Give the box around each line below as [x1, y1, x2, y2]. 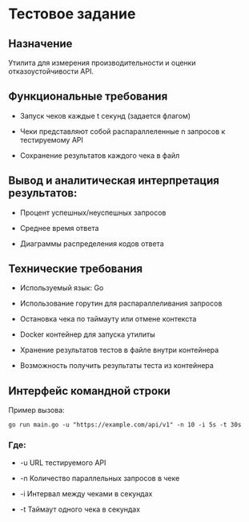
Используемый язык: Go [19, 283, 104, 293]
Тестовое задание [8, 5, 136, 23]
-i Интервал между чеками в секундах [19, 488, 153, 498]
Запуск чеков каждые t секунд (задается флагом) [19, 111, 191, 120]
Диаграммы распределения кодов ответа [19, 238, 164, 249]
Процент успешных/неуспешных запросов [19, 208, 167, 217]
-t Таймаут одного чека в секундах [19, 504, 141, 514]
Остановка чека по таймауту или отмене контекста [19, 314, 197, 324]
